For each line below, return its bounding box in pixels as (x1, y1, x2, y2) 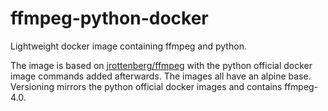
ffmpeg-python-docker (10, 7, 209, 30)
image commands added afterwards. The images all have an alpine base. (10, 70, 312, 82)
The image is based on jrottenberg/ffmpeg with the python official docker (10, 59, 313, 71)
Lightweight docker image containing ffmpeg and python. (10, 40, 247, 52)
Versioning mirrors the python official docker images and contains (10, 80, 283, 92)
